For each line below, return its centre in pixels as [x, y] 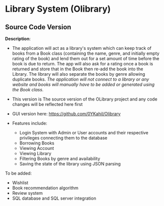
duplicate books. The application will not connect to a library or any [81, 79]
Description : [18, 39]
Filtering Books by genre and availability [60, 159]
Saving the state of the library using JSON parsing [70, 164]
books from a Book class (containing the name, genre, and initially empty [86, 53]
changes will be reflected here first [47, 104]
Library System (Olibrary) [58, 9]
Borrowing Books [37, 143]
